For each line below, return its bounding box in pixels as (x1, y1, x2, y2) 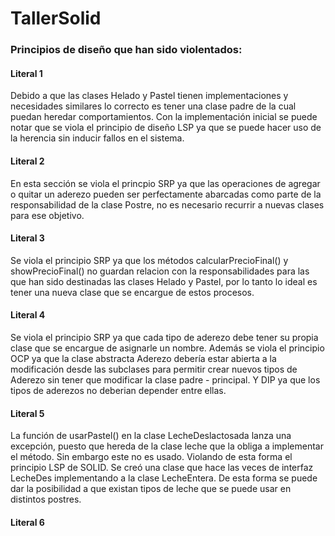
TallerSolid (10, 7, 102, 30)
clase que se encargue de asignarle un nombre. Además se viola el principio (10, 342, 325, 354)
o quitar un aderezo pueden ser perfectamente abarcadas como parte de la (10, 188, 322, 200)
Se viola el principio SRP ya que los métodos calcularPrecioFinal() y (10, 254, 289, 266)
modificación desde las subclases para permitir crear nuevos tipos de (10, 363, 298, 375)
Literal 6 (10, 516, 45, 528)
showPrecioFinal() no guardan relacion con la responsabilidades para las (10, 265, 310, 277)
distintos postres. (10, 493, 82, 506)
